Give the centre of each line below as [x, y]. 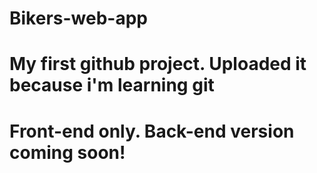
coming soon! [67, 152]
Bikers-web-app [78, 18]
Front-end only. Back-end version [152, 131]
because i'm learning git [112, 85]
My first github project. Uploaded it [158, 64]
